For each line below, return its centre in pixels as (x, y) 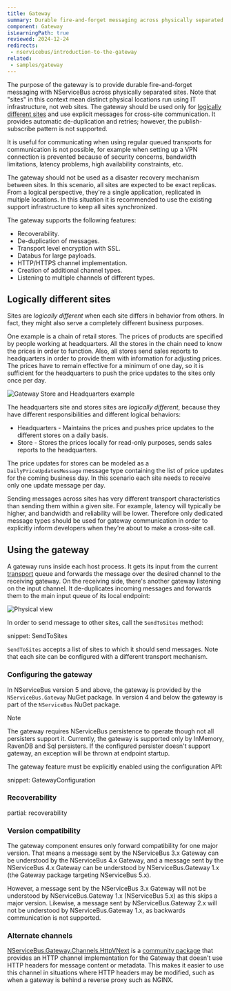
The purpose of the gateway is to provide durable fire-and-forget (100, 84)
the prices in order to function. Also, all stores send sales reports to (103, 351)
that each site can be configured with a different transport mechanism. (108, 657)
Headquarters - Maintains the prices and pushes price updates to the (115, 428)
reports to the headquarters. (57, 450)
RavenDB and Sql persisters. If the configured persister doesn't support (109, 746)
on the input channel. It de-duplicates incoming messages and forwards (109, 588)
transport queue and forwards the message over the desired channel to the (114, 574)
